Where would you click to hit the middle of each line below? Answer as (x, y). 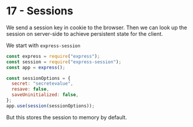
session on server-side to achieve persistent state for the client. (85, 33)
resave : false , (30, 89)
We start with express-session (43, 45)
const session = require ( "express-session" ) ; (64, 62)
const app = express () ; (36, 67)
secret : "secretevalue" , (42, 84)
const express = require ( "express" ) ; (53, 56)
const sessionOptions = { (38, 78)
